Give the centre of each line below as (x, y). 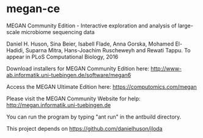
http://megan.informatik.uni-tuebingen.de (59, 105)
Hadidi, (15, 50)
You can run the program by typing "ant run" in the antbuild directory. (94, 117)
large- (186, 26)
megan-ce (33, 9)
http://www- (166, 68)
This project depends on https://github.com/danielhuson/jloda (85, 128)
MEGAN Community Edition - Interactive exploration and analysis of (92, 26)
